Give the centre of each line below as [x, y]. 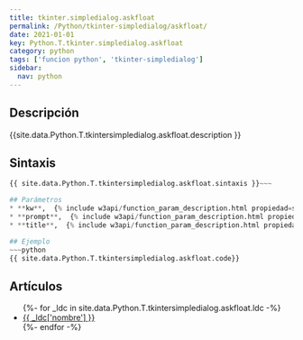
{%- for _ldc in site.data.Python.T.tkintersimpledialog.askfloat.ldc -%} [151, 308]
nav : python [40, 77]
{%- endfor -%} [52, 327]
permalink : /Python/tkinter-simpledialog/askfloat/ [108, 26]
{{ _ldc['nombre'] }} [59, 317]
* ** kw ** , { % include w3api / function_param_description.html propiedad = [151, 208]
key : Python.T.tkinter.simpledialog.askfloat [96, 43]
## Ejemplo [30, 241]
